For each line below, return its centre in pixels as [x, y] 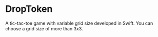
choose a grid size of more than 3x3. [44, 28]
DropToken [29, 9]
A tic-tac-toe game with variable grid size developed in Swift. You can [79, 23]
